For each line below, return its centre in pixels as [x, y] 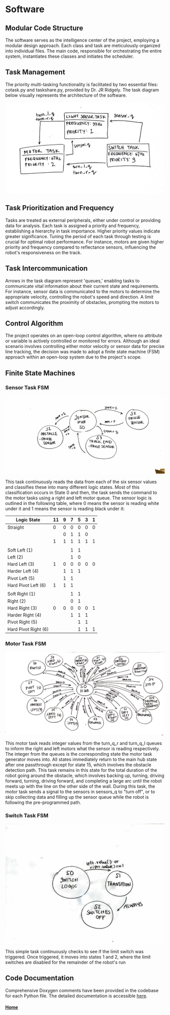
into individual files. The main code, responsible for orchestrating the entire [83, 51]
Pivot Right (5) [23, 622]
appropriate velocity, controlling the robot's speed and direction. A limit [79, 297]
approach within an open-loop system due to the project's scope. [73, 357]
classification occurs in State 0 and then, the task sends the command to [81, 492]
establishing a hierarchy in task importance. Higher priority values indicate [83, 231]
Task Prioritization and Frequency [60, 208]
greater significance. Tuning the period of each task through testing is [78, 236]
